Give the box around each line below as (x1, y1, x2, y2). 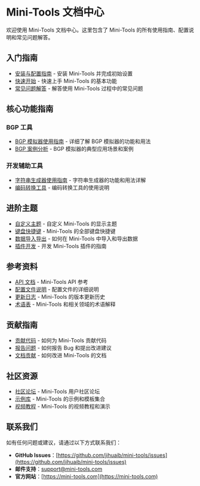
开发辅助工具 (6, 162, 44, 170)
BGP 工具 (6, 123, 33, 132)
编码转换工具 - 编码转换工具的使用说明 (14, 184, 110, 191)
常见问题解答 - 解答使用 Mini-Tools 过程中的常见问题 (14, 85, 143, 92)
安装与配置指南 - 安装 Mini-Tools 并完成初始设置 (14, 70, 133, 77)
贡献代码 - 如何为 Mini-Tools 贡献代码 (14, 337, 107, 344)
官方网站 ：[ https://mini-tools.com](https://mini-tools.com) (14, 472, 158, 480)
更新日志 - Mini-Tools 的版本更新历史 (14, 293, 106, 301)
